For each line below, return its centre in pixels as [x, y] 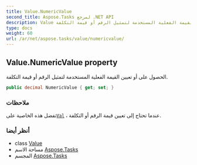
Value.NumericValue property [62, 63]
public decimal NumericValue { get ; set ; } [60, 87]
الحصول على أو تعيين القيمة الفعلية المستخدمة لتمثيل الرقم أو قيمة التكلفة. [87, 76]
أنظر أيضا [18, 130]
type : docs [19, 28]
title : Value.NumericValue [39, 11]
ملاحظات [18, 102]
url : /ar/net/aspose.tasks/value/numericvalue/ [65, 39]
